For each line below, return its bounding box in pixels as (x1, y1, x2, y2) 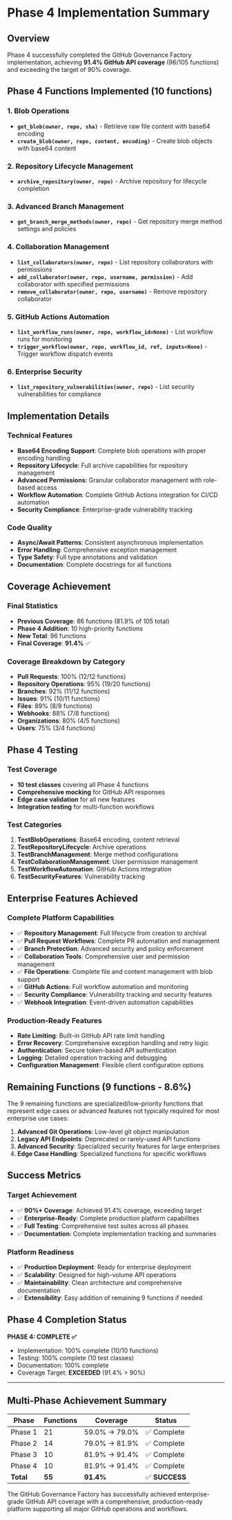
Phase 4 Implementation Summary (7, 5, 210, 21)
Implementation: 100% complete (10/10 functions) (17, 1346, 159, 1355)
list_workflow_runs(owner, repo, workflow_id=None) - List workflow (17, 327, 214, 336)
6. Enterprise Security (7, 367, 83, 377)
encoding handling (17, 453, 71, 462)
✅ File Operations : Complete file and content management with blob (17, 967, 213, 975)
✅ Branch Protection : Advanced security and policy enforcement (17, 944, 204, 952)
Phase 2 (10, 1438, 38, 1448)
